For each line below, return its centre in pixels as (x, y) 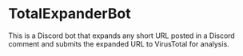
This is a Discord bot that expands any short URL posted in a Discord (122, 35)
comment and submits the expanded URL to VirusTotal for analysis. (119, 43)
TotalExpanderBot (70, 14)
